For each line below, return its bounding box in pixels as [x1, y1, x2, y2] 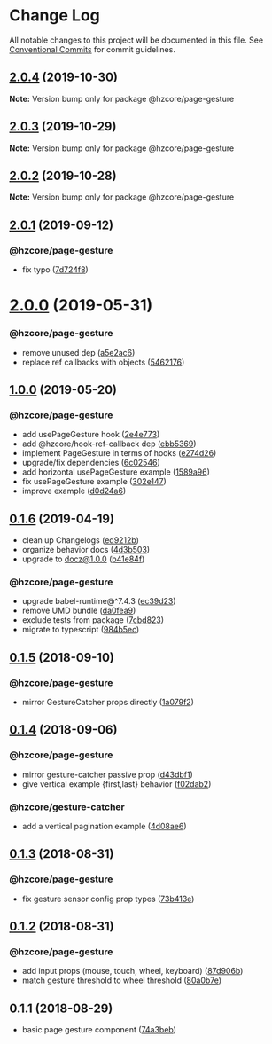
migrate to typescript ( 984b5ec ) [21, 624, 140, 635]
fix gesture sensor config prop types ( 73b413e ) [21, 893, 195, 904]
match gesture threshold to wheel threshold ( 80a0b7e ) [21, 975, 222, 985]
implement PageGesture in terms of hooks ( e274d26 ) [21, 448, 217, 459]
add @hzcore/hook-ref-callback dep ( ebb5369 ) [21, 438, 197, 449]
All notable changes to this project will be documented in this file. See [9, 35, 264, 45]
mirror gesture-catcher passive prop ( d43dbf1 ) [21, 769, 193, 780]
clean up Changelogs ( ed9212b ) [21, 535, 140, 546]
